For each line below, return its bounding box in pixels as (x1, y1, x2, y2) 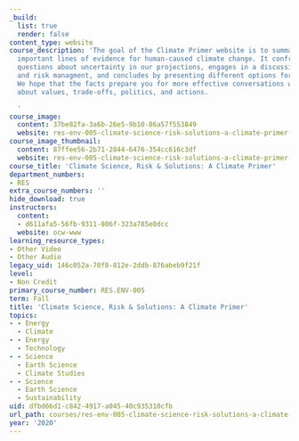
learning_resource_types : (9, 236, 105, 245)
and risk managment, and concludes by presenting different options (17, 71, 277, 80)
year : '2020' (9, 418, 58, 428)
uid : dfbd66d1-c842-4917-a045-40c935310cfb (9, 402, 174, 411)
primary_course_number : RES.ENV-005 (9, 286, 145, 295)
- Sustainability (17, 394, 82, 403)
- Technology (17, 344, 66, 353)
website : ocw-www (17, 228, 82, 237)
